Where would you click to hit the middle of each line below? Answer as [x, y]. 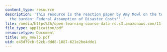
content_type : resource [30, 10]
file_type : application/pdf [34, 28]
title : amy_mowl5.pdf [28, 38]
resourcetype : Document [30, 33]
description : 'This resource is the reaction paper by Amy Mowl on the [81, 14]
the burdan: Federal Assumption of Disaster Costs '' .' [68, 19]
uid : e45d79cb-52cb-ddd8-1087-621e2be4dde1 [51, 42]
